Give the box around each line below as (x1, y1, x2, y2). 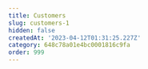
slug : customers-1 (8, 19, 70, 27)
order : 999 (8, 48, 45, 56)
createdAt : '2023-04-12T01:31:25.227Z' (8, 33, 142, 42)
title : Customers (8, 11, 66, 20)
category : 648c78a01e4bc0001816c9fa (8, 41, 130, 49)
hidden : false (8, 26, 56, 34)
